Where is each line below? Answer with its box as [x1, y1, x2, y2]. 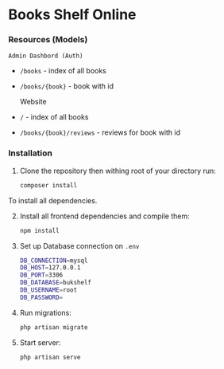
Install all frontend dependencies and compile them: [19, 211, 190, 221]
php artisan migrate [19, 323, 88, 332]
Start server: [19, 337, 61, 347]
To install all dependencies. [8, 195, 98, 205]
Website [19, 97, 48, 107]
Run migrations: [19, 308, 71, 317]
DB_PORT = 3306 [19, 271, 64, 280]
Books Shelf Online [8, 6, 137, 24]
